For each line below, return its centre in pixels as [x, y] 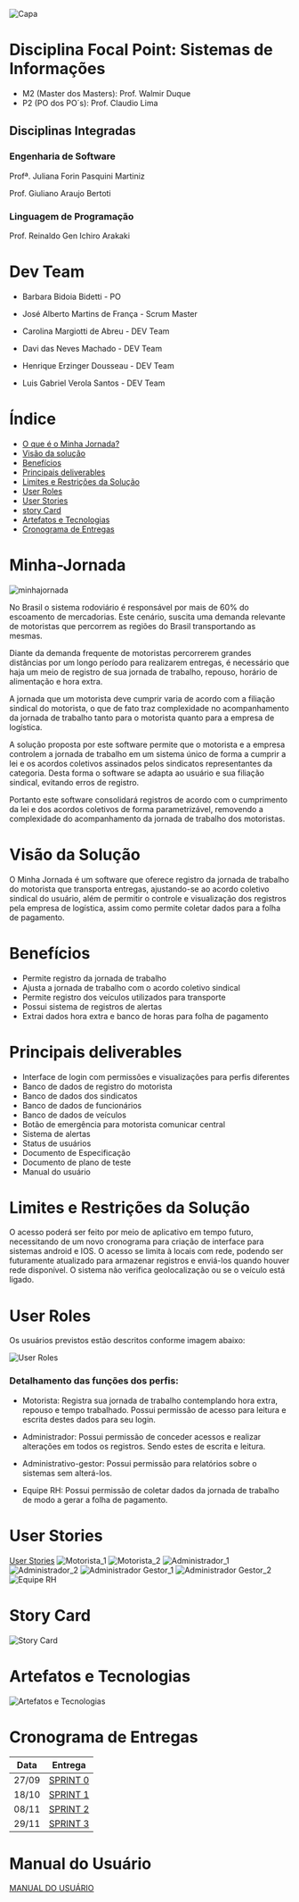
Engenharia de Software [62, 156]
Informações [57, 69]
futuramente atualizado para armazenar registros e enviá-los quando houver [149, 1261]
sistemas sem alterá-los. [67, 1473]
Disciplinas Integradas [73, 131]
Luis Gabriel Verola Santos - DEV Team [93, 383]
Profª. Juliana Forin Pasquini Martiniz [77, 176]
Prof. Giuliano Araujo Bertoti [60, 193]
